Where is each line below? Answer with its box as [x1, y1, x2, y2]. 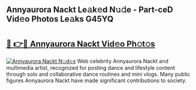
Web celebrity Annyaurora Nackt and [77, 58, 169, 64]
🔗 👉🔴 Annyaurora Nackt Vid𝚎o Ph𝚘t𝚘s [6, 39, 156, 49]
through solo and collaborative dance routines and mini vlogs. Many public [6, 71, 191, 77]
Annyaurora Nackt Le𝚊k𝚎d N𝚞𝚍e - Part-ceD [6, 5, 173, 15]
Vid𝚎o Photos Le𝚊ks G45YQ [6, 14, 114, 24]
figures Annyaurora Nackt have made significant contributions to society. [6, 77, 187, 84]
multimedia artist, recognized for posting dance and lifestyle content [6, 64, 176, 71]
